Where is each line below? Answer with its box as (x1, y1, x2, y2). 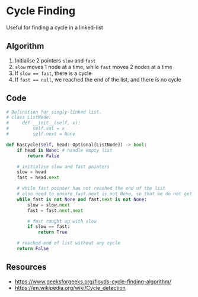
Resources (6, 262, 47, 272)
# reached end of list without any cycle (17, 240, 120, 246)
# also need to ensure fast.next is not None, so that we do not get (17, 191, 193, 197)
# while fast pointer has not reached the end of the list (17, 186, 166, 192)
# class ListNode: (6, 114, 52, 120)
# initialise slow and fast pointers (17, 164, 110, 170)
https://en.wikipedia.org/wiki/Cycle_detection (14, 284, 126, 291)
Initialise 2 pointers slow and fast (14, 57, 96, 64)
